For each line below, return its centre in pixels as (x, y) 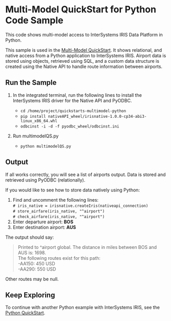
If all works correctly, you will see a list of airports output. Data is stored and (85, 174)
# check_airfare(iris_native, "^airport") (59, 217)
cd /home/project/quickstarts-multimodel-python (73, 111)
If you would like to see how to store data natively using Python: (72, 190)
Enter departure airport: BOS (43, 222)
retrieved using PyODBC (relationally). (45, 180)
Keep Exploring (30, 295)
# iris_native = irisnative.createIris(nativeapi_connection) (80, 206)
